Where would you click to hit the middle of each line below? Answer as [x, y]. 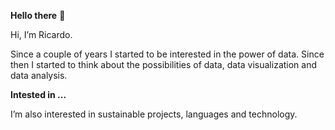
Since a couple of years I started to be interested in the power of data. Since [167, 54]
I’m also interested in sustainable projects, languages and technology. [154, 114]
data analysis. [39, 75]
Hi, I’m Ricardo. [41, 34]
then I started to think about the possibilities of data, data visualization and [164, 64]
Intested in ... [38, 94]
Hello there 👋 [38, 15]
